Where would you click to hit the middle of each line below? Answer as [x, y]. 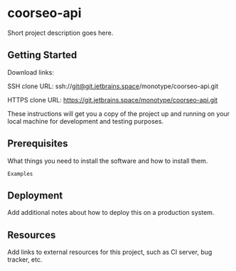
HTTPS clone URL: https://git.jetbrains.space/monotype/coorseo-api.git [113, 100]
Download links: [31, 72]
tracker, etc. [25, 260]
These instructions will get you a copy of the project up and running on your [118, 113]
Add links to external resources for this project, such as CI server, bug [110, 252]
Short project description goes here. [60, 33]
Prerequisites [38, 144]
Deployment [35, 195]
